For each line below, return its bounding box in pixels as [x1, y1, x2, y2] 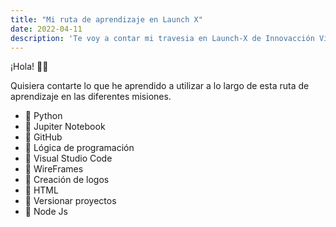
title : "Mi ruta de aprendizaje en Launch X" [10, 14, 203, 25]
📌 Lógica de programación [24, 142, 135, 154]
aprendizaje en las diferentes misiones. [10, 91, 172, 103]
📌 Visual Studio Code [24, 152, 113, 165]
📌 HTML [24, 184, 59, 196]
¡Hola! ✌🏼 [10, 61, 49, 73]
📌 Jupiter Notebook [24, 121, 106, 133]
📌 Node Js [24, 206, 68, 218]
